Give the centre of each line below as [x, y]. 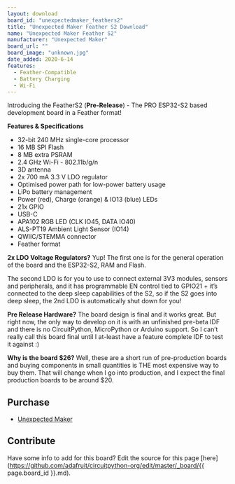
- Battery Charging [42, 79]
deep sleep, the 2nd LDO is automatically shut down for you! [94, 301]
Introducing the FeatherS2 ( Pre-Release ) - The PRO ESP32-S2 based [107, 105]
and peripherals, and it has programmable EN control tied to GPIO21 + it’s [113, 286]
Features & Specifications [45, 126]
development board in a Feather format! [65, 113]
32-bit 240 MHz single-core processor [73, 140]
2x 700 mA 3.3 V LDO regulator [63, 177]
